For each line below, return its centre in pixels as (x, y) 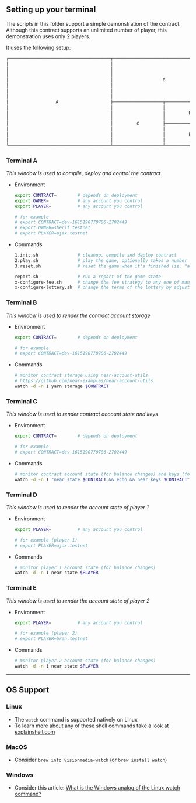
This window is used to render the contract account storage (78, 315)
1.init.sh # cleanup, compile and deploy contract (95, 255)
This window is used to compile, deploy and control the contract (83, 173)
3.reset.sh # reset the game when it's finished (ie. (98, 266)
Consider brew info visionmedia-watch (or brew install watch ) (91, 760)
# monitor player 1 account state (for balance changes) (85, 567)
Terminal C (22, 401)
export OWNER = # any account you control (78, 201)
